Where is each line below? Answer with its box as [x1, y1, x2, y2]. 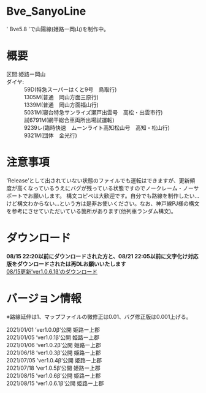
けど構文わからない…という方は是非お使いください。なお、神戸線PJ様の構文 [6, 200, 200, 207]
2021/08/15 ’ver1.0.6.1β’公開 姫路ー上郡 [6, 380, 104, 387]
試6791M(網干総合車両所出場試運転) [23, 116, 115, 124]
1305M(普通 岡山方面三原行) [23, 93, 99, 100]
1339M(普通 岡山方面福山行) [23, 101, 99, 108]
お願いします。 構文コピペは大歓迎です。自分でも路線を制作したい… [27, 192, 200, 200]
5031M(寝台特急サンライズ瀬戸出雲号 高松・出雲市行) [23, 108, 163, 116]
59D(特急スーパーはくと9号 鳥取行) [23, 86, 117, 93]
